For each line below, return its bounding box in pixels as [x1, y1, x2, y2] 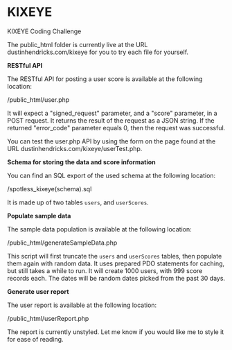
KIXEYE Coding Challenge [7, 27, 82, 35]
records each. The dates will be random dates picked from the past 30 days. [7, 274, 226, 282]
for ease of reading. [7, 335, 64, 343]
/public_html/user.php [7, 95, 70, 104]
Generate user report [7, 287, 69, 295]
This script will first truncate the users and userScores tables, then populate [7, 252, 222, 260]
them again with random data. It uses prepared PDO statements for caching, [7, 259, 225, 268]
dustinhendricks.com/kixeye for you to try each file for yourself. [7, 48, 189, 56]
